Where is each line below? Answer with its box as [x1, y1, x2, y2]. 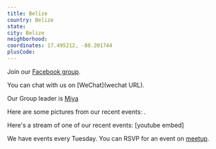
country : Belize [7, 17, 54, 23]
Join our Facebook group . [7, 67, 81, 76]
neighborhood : [7, 36, 48, 43]
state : [7, 23, 26, 30]
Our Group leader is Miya [7, 94, 79, 102]
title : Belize [7, 10, 48, 17]
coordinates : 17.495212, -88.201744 [7, 42, 112, 49]
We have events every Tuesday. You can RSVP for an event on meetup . [7, 134, 210, 142]
